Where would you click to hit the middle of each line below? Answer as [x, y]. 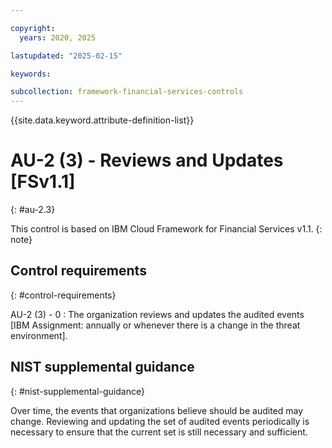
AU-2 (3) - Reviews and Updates [147, 160]
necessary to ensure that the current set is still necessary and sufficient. [159, 432]
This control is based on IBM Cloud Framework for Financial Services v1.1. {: [166, 229]
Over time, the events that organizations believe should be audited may [157, 410]
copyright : [33, 28]
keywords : [31, 74]
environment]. [39, 335]
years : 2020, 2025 [58, 37]
